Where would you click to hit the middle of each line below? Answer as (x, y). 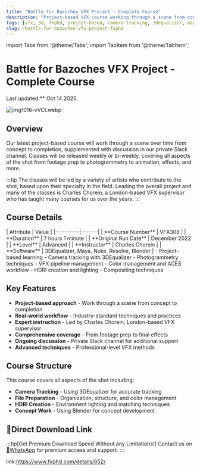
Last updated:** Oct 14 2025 (41, 98)
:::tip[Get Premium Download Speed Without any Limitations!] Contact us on (99, 444)
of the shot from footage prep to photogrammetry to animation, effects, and (99, 162)
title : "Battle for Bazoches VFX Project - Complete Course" (84, 12)
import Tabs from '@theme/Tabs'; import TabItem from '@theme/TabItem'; (98, 45)
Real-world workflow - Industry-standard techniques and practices (98, 316)
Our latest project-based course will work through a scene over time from (96, 143)
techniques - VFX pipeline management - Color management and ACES (94, 263)
